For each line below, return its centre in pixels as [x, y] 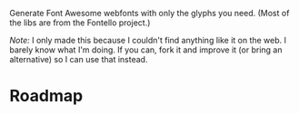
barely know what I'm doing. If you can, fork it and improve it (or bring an [146, 50]
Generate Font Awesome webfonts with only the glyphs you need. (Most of [149, 13]
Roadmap [46, 96]
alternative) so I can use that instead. [79, 59]
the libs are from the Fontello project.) [80, 23]
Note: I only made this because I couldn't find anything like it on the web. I [148, 40]
